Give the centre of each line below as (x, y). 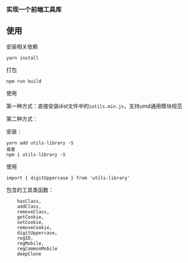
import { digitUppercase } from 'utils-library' (68, 178)
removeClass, (33, 212)
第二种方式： (22, 119)
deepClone (29, 254)
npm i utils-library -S (36, 155)
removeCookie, (35, 227)
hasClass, (29, 201)
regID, (25, 238)
